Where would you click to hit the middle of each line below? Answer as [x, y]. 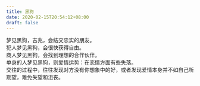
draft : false [22, 23]
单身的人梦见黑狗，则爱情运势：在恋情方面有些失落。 [71, 62]
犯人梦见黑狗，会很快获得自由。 [45, 47]
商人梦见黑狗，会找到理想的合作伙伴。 [53, 55]
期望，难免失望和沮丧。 [35, 77]
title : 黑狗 [20, 12]
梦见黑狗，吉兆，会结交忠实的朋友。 [51, 40]
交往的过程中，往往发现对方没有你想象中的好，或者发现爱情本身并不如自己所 [100, 70]
